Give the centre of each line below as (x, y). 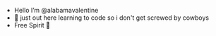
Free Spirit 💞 (32, 25)
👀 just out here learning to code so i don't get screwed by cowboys (112, 18)
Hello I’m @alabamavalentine (56, 10)
